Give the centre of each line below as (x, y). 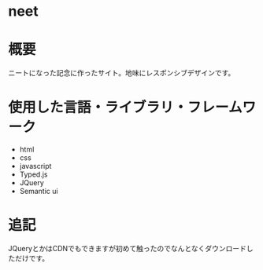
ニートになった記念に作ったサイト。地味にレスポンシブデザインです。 (122, 73)
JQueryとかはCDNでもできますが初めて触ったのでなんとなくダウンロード (127, 248)
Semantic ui (39, 192)
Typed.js (33, 174)
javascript (35, 166)
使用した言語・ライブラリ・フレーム (125, 108)
